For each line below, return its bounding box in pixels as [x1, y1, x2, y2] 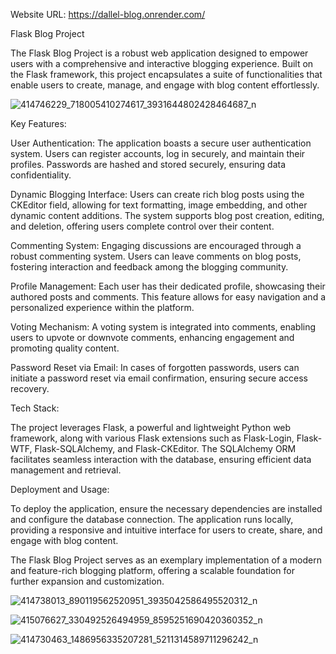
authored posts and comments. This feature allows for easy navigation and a [10, 291, 326, 303]
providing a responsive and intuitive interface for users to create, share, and [10, 524, 323, 536]
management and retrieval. [10, 464, 122, 476]
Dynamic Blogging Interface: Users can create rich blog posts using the [10, 189, 305, 200]
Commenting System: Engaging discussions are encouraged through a [10, 240, 302, 251]
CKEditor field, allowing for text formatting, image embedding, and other [10, 199, 308, 211]
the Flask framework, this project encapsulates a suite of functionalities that [10, 69, 323, 80]
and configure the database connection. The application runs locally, [10, 514, 294, 525]
